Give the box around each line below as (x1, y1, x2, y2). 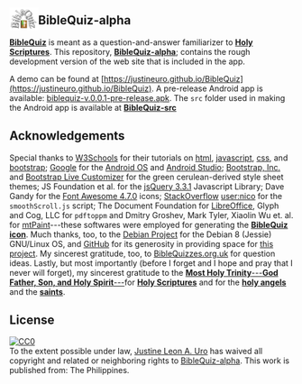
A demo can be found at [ (9, 73, 105, 84)
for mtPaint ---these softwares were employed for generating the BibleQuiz (9, 219, 288, 230)
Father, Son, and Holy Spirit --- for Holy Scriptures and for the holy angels (9, 277, 287, 288)
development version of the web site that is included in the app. (9, 56, 245, 67)
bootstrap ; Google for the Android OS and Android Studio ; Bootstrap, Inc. (9, 161, 281, 172)
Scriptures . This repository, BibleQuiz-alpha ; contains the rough (9, 46, 251, 57)
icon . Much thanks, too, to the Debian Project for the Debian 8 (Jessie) (9, 229, 272, 240)
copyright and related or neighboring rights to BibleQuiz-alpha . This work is (9, 355, 290, 366)
